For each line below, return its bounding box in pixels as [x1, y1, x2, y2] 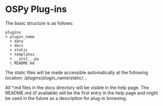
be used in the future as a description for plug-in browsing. [5, 95, 127, 101]
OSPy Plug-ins [5, 4, 67, 15]
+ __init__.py [10, 56, 39, 61]
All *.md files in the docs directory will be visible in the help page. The [5, 84, 149, 90]
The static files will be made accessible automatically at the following [5, 69, 148, 75]
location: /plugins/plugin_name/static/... [5, 74, 87, 81]
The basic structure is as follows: [5, 20, 74, 26]
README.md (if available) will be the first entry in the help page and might [5, 89, 158, 96]
